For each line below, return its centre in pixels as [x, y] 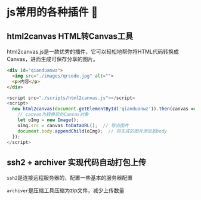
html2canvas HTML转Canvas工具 [70, 36]
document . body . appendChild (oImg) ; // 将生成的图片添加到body [92, 131]
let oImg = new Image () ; [48, 120]
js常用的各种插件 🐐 [52, 12]
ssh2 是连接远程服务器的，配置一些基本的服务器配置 [70, 178]
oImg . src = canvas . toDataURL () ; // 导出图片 [73, 125]
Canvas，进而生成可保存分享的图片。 [53, 59]
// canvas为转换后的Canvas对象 [53, 115]
